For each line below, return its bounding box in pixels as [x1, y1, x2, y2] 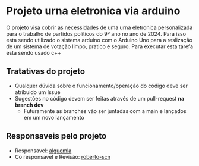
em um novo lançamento [23, 114, 84, 121]
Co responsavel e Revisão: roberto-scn [14, 153, 111, 160]
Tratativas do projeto [6, 67, 85, 77]
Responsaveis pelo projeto [6, 131, 107, 141]
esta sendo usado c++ [6, 49, 61, 56]
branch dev [14, 101, 44, 108]
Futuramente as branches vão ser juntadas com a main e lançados [23, 107, 187, 114]
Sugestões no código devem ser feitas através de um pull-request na [14, 95, 185, 102]
